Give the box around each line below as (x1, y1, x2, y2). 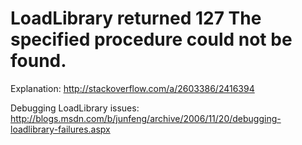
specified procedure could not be (10, 28, 293, 51)
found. (10, 50, 67, 72)
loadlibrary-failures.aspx (10, 123, 111, 135)
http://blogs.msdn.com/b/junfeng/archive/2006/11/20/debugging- (10, 112, 282, 124)
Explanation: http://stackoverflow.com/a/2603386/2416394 (10, 82, 255, 94)
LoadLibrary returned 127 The (10, 7, 262, 30)
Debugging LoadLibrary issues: (10, 102, 140, 114)
